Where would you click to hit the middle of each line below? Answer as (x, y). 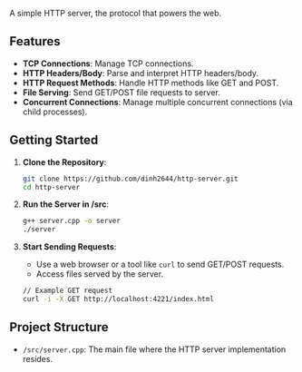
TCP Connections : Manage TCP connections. (108, 64)
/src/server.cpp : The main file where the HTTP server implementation (154, 349)
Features (35, 41)
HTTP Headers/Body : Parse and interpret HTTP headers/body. (141, 73)
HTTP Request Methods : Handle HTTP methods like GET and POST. (151, 83)
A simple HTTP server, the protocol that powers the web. (116, 13)
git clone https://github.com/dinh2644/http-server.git (130, 179)
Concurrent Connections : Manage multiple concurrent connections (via (157, 102)
